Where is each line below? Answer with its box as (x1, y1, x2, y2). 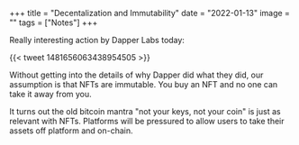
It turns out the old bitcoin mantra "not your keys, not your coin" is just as (9, 106, 281, 116)
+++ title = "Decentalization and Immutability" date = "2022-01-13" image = (9, 8, 291, 18)
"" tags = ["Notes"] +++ (9, 17, 98, 28)
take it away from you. (9, 89, 92, 99)
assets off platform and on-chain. (9, 125, 133, 136)
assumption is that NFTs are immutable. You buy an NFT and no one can (9, 79, 278, 89)
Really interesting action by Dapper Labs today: (9, 35, 185, 45)
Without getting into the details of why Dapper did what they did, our (9, 69, 264, 80)
